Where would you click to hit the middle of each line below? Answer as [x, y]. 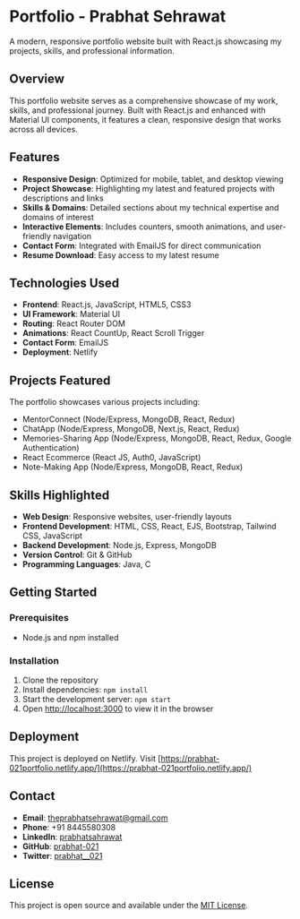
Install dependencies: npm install [85, 689]
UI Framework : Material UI [71, 314]
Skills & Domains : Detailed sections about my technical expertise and [150, 207]
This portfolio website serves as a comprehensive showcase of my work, [144, 100]
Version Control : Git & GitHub [77, 554]
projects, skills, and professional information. [92, 50]
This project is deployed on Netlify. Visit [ [85, 758]
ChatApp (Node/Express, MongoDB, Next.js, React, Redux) [131, 429]
